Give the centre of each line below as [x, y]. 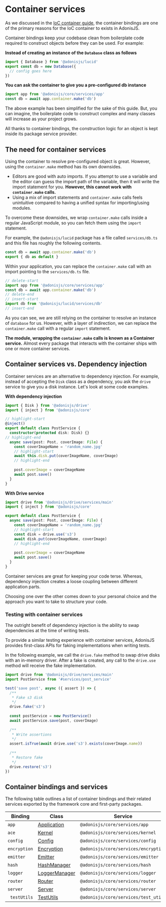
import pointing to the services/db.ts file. [48, 271]
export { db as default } [32, 257]
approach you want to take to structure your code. [56, 602]
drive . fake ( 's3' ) [27, 707]
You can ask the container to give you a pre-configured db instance [76, 85]
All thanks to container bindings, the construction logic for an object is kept [82, 129]
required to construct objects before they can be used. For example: [75, 43]
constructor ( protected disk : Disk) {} [50, 433]
